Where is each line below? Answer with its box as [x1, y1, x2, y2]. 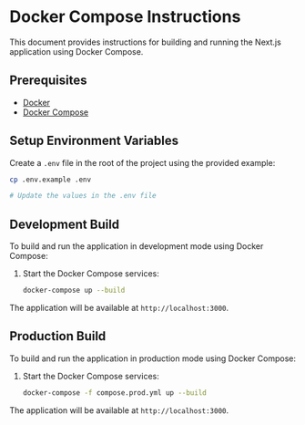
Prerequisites [9, 73, 87, 88]
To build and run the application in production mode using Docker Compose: [9, 353, 297, 364]
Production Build [9, 328, 107, 344]
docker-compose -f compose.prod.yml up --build [22, 388, 207, 398]
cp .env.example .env [9, 175, 92, 184]
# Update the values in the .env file [9, 192, 157, 201]
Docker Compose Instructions [9, 6, 241, 27]
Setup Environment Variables [9, 133, 179, 149]
